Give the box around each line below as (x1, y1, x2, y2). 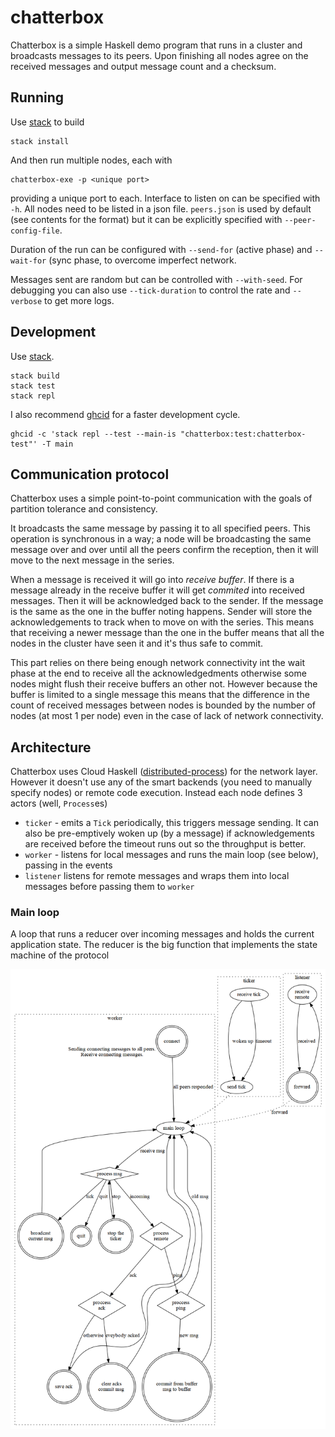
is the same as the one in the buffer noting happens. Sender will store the (10, 606, 313, 618)
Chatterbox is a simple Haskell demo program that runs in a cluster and (10, 39, 303, 51)
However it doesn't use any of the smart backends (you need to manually (10, 776, 313, 788)
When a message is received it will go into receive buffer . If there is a (10, 574, 295, 586)
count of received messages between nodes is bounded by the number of (10, 699, 316, 711)
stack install (10, 136, 70, 146)
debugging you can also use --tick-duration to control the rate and (10, 284, 291, 296)
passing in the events (24, 859, 113, 871)
